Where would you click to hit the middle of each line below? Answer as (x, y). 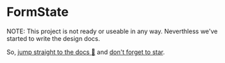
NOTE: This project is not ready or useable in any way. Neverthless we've (112, 31)
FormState (38, 12)
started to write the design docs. (53, 38)
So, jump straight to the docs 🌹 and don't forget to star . (86, 52)
